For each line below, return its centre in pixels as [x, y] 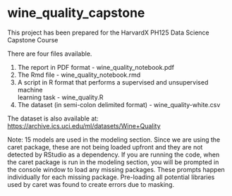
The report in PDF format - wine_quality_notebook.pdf [96, 67]
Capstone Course [33, 39]
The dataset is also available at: [53, 118]
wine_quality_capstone [76, 13]
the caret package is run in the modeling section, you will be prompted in [113, 162]
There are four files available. [50, 54]
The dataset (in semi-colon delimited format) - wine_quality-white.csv [119, 104]
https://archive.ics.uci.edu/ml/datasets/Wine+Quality [84, 125]
